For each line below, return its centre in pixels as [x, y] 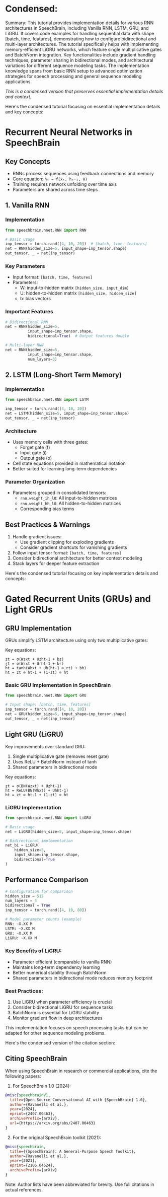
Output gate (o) [36, 458]
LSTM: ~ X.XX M [20, 929]
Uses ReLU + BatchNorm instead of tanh [55, 761]
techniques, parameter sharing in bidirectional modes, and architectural [79, 60]
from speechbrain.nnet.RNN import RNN [46, 230]
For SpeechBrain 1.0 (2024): [42, 1086]
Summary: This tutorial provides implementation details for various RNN [79, 23]
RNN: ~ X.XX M [19, 924]
